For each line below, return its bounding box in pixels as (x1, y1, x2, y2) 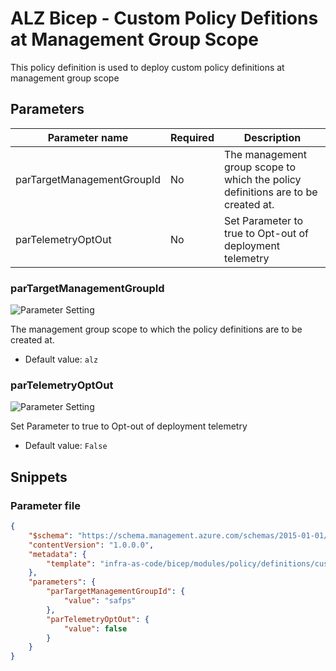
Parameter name (47, 130, 129, 144)
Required (170, 130, 215, 144)
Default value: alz (24, 353, 99, 366)
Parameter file (10, 498, 81, 512)
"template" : (46, 558, 97, 569)
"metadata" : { (28, 549, 87, 559)
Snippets (10, 468, 68, 486)
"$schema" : (28, 530, 74, 541)
